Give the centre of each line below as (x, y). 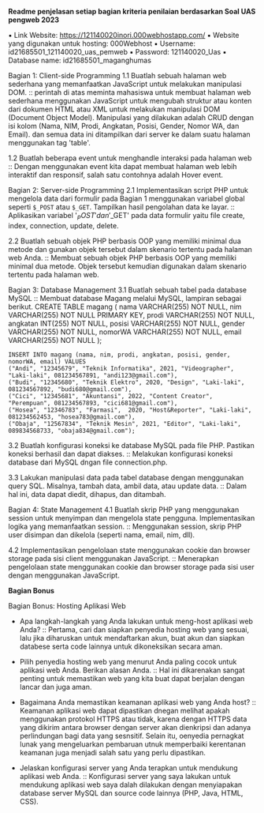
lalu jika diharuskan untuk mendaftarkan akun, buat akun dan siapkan (132, 638)
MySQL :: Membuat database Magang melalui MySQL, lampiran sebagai (125, 298)
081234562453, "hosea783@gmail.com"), (72, 417)
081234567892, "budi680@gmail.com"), (70, 389)
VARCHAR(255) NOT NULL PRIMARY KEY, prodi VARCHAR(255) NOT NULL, (131, 314)
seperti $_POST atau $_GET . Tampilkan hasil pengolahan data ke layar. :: (121, 207)
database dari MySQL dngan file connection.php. (88, 462)
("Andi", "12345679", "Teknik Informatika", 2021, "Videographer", (121, 368)
